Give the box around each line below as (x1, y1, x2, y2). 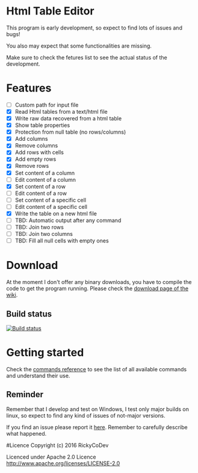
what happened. (6, 430, 47, 437)
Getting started (6, 346, 84, 359)
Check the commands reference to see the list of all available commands (6, 365, 187, 373)
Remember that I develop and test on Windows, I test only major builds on (6, 405, 190, 413)
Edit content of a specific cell (14, 203, 88, 210)
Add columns (14, 135, 48, 143)
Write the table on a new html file (14, 209, 97, 217)
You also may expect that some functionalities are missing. (6, 42, 152, 49)
